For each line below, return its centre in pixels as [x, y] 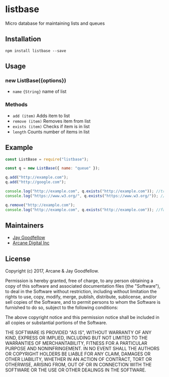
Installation [23, 39]
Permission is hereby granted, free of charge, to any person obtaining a [79, 281]
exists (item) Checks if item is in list [51, 126]
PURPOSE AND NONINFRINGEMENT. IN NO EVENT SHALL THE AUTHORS [82, 349]
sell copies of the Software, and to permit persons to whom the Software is [83, 302]
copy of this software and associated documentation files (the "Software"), [83, 286]
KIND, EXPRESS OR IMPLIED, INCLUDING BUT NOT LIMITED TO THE [76, 338]
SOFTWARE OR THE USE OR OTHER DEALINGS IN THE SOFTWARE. [76, 370]
